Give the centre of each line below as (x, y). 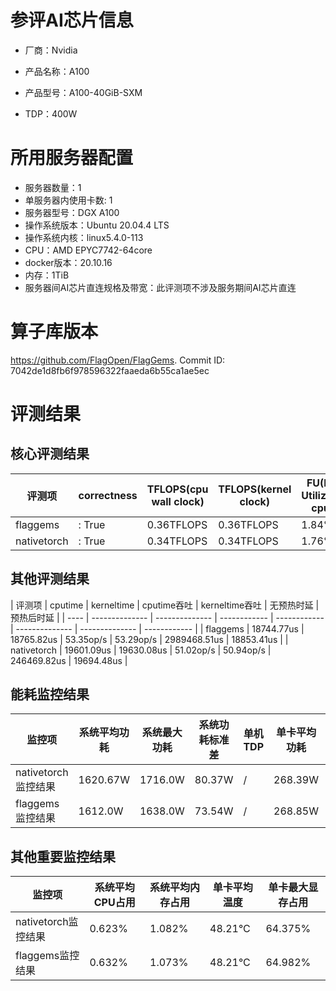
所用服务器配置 (72, 158)
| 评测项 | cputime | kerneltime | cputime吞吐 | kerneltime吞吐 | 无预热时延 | (165, 605)
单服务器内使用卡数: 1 (68, 200)
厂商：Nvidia (51, 50)
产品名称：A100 (57, 71)
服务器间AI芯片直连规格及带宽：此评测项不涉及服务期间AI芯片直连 (160, 287)
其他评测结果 (50, 579)
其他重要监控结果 (63, 856)
